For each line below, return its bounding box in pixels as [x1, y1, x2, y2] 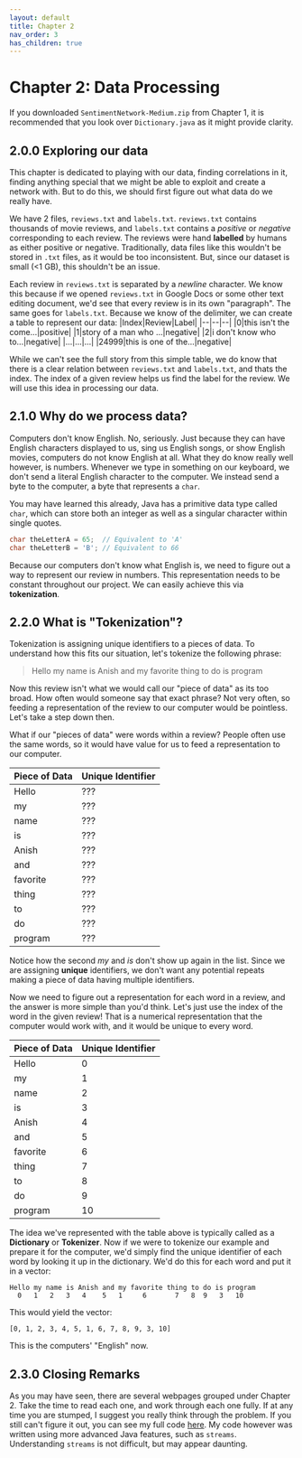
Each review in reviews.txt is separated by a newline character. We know [9, 279, 283, 289]
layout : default [9, 13, 70, 23]
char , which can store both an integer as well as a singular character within [9, 508, 288, 519]
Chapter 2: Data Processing [9, 78, 221, 98]
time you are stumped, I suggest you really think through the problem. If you [9, 1410, 291, 1421]
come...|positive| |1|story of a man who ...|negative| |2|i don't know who [9, 327, 277, 337]
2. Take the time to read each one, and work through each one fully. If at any [9, 1400, 294, 1411]
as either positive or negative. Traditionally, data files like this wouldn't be [9, 242, 282, 253]
